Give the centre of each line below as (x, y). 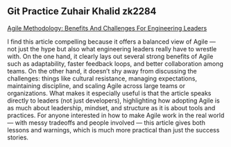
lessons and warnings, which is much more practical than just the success (113, 130)
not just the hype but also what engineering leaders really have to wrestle (112, 49)
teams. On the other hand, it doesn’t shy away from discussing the (102, 71)
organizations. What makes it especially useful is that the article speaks (109, 93)
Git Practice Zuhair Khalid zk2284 (82, 11)
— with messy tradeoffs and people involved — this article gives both (106, 122)
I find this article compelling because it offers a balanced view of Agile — (112, 42)
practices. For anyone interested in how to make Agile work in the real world (116, 115)
